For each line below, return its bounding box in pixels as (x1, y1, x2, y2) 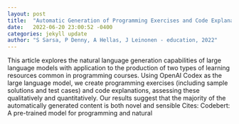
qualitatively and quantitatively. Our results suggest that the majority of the (7, 94, 226, 103)
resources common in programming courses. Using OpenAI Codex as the (7, 72, 223, 80)
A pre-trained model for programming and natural (7, 109, 153, 118)
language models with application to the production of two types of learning (7, 64, 230, 72)
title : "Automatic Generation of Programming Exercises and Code (7, 17, 208, 24)
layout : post (7, 10, 46, 18)
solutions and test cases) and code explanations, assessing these (7, 86, 201, 95)
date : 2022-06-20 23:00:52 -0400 (7, 23, 113, 30)
